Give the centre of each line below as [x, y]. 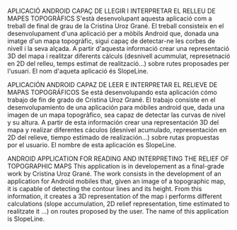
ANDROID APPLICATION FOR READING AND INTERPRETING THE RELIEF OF [118, 159]
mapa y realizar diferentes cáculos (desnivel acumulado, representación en [117, 130]
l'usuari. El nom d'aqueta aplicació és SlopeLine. [78, 71]
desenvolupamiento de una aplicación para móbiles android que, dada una [116, 107]
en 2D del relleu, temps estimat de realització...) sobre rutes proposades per [118, 63]
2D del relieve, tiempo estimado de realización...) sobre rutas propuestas [113, 137]
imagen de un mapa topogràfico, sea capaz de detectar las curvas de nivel [116, 115]
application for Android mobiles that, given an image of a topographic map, [117, 181]
